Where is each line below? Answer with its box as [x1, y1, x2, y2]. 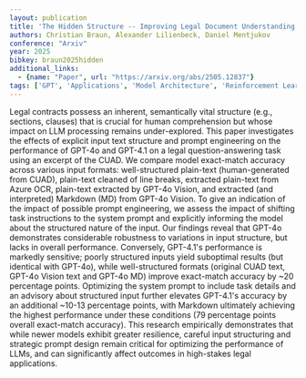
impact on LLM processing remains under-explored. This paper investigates [9, 125, 294, 137]
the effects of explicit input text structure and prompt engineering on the [9, 135, 281, 146]
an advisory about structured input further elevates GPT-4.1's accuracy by [9, 290, 288, 301]
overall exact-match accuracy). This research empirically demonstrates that [9, 319, 294, 330]
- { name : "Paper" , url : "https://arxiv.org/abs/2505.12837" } [17, 73, 255, 82]
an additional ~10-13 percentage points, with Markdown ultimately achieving [9, 300, 296, 311]
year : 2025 [9, 47, 51, 56]
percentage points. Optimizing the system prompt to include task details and [9, 280, 296, 291]
